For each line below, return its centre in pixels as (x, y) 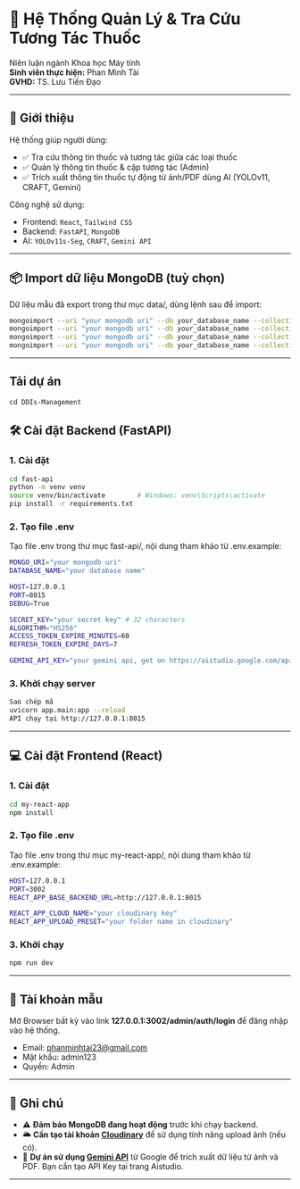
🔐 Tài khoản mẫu (56, 999)
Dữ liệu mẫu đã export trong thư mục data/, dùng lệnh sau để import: (135, 304)
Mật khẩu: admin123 (59, 1057)
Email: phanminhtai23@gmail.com (85, 1048)
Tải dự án (35, 382)
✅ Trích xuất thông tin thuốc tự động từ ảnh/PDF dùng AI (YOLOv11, (146, 177)
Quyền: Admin (48, 1067)
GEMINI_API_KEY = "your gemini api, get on (87, 661)
